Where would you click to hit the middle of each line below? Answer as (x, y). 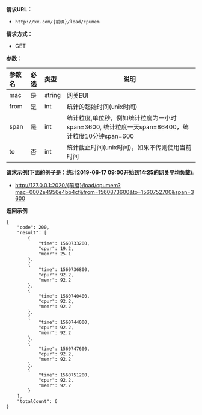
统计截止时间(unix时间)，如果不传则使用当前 (129, 147)
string (53, 95)
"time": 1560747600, (64, 349)
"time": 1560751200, (64, 375)
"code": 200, (33, 228)
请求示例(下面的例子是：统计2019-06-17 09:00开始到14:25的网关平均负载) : (100, 172)
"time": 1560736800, (64, 270)
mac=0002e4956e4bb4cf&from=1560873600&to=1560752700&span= (103, 192)
